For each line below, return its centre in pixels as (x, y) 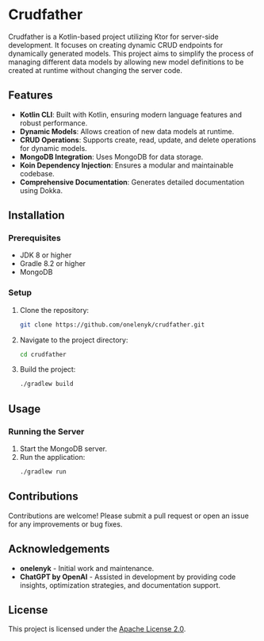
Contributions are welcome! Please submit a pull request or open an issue (129, 516)
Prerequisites (34, 238)
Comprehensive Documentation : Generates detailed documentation (132, 182)
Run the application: (52, 458)
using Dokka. (41, 190)
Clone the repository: (54, 310)
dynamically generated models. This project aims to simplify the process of (131, 53)
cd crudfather (43, 354)
